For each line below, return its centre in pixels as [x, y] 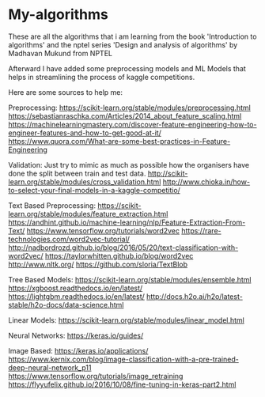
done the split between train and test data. [77, 173]
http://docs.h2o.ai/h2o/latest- [194, 296]
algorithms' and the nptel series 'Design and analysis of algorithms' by [123, 44]
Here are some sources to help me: [66, 92]
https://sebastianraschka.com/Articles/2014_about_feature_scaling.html [125, 115]
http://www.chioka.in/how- [206, 181]
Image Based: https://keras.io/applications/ [78, 350]
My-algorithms [59, 15]
